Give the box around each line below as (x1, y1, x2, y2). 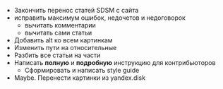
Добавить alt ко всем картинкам (13, 36, 113, 44)
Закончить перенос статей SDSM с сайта (13, 6, 139, 14)
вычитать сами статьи (24, 28, 92, 37)
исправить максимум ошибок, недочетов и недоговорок (13, 13, 186, 22)
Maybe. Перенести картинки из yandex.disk (13, 73, 146, 82)
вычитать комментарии (24, 21, 97, 29)
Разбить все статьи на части (13, 51, 101, 59)
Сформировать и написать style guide (24, 66, 140, 74)
